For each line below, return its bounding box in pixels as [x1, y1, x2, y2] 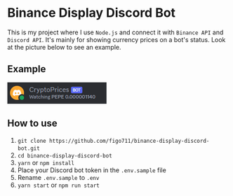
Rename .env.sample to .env [17, 173, 100, 181]
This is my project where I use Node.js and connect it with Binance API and [7, 28, 224, 36]
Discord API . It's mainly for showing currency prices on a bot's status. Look [7, 35, 226, 43]
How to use [7, 118, 58, 129]
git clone [17, 137, 47, 144]
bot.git [17, 145, 40, 152]
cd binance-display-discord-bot [17, 152, 112, 159]
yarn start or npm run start [17, 181, 100, 189]
